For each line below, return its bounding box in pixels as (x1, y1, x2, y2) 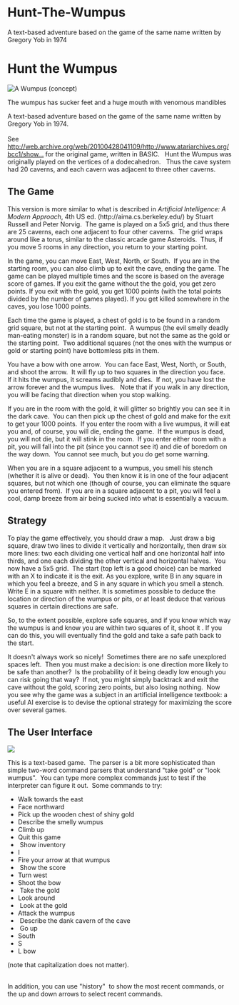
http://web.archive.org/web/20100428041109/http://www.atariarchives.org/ (7, 142, 230, 151)
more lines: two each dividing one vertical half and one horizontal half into (7, 549, 225, 557)
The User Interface (7, 726, 93, 738)
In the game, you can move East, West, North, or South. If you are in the (7, 256, 220, 265)
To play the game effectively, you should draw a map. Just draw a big (7, 534, 215, 542)
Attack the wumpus (17, 909, 76, 918)
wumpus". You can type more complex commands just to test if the (7, 774, 207, 782)
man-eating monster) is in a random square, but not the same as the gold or (7, 331, 230, 339)
